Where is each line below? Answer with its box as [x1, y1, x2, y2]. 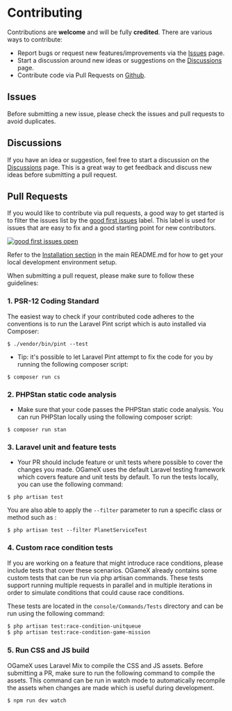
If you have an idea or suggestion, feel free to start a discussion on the [7, 155, 210, 164]
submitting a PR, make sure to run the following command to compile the [7, 669, 215, 677]
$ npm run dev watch [7, 697, 67, 704]
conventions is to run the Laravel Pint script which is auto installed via [7, 319, 206, 328]
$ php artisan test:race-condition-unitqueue [7, 623, 141, 630]
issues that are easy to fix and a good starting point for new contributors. [7, 224, 217, 232]
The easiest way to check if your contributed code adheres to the [7, 312, 194, 321]
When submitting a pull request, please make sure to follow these [7, 271, 194, 280]
